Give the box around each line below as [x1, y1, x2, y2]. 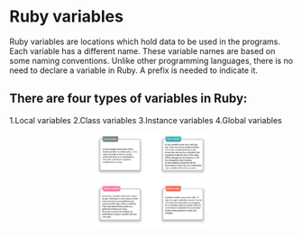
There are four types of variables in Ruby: [9, 91, 248, 106]
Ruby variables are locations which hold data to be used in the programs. [9, 36, 281, 47]
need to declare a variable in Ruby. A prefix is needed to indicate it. [9, 65, 259, 76]
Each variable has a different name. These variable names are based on [9, 45, 276, 56]
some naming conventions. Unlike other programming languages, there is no [9, 55, 294, 66]
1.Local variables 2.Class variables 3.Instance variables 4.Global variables [9, 114, 282, 125]
